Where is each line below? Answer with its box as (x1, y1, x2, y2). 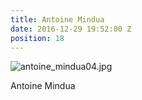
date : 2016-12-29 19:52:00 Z (10, 24, 132, 34)
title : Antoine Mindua (10, 14, 105, 25)
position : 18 (10, 33, 65, 43)
